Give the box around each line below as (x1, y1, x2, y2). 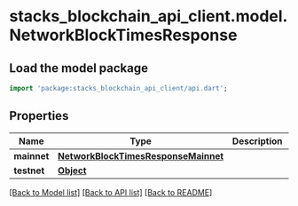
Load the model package (9, 60, 149, 75)
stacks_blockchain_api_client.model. (9, 6, 288, 27)
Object (57, 164, 87, 177)
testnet (13, 164, 45, 177)
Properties (9, 108, 69, 123)
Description (231, 135, 283, 147)
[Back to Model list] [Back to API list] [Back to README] (9, 186, 213, 197)
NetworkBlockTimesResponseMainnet (57, 149, 224, 162)
